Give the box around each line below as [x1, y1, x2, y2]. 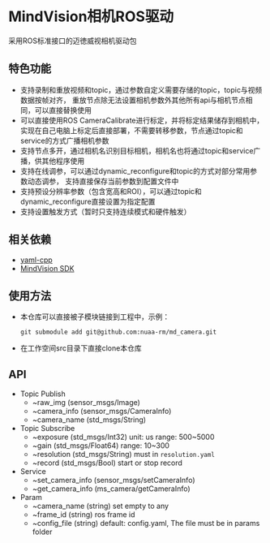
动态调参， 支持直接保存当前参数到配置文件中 [27, 176, 179, 186]
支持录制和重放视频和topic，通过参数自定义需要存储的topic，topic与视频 [19, 84, 263, 94]
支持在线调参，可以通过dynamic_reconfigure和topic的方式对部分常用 [19, 166, 251, 175]
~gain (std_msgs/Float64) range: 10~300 [32, 441, 170, 450]
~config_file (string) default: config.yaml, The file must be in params [32, 519, 260, 528]
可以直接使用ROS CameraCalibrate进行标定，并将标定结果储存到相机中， [19, 115, 264, 125]
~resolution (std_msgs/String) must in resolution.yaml [32, 450, 215, 459]
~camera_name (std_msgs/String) [32, 415, 147, 424]
